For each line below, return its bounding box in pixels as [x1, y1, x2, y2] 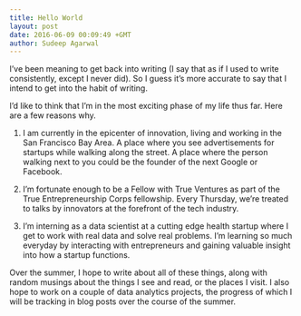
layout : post [9, 22, 59, 31]
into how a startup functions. [22, 250, 131, 261]
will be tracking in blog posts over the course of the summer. [9, 296, 237, 307]
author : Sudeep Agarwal [9, 38, 100, 48]
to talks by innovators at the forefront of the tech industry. [22, 203, 239, 214]
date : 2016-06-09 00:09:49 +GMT [9, 30, 131, 39]
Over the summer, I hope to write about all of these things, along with [9, 267, 267, 278]
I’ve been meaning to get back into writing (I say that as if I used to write [9, 64, 279, 74]
